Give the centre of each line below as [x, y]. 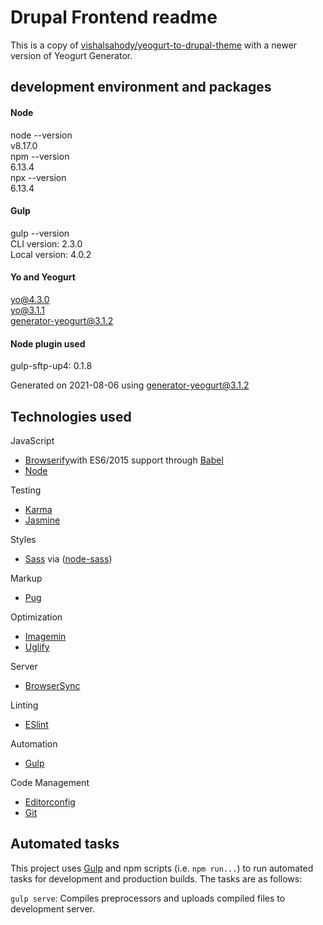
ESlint [36, 724]
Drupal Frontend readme [114, 17]
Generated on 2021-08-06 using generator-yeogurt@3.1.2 [130, 385]
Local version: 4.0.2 [51, 254]
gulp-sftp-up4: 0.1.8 [51, 366]
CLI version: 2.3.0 [46, 243]
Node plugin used [48, 343]
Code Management [50, 782]
